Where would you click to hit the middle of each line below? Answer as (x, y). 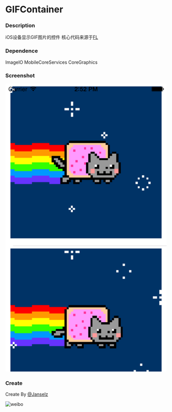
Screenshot (20, 76)
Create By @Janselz (27, 395)
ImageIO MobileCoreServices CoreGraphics (51, 62)
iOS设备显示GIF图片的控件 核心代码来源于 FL (52, 38)
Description (20, 26)
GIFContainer (34, 10)
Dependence (22, 51)
